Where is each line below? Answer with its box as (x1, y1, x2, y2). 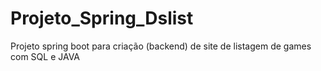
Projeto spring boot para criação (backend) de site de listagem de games (10, 40, 312, 52)
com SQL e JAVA (10, 50, 81, 62)
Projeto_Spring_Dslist (10, 7, 194, 30)
